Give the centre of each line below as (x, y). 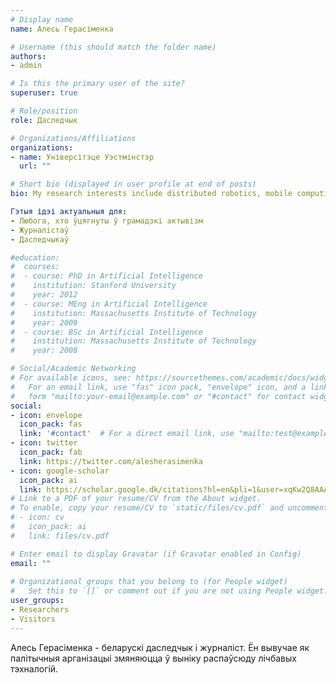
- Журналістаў (40, 230)
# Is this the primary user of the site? (98, 84)
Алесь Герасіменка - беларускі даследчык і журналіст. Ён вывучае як (160, 647)
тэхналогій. (34, 668)
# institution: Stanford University (93, 286)
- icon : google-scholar (60, 471)
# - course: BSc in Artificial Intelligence (106, 332)
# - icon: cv (37, 517)
